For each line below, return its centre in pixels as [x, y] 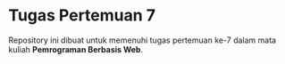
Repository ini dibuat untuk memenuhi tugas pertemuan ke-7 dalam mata [142, 40]
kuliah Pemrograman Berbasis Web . [76, 49]
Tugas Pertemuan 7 [82, 16]
